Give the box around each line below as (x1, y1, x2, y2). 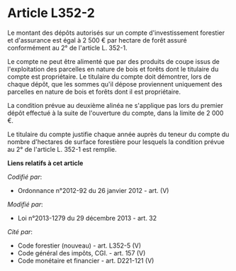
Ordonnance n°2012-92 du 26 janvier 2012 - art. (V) (17, 186, 169, 194)
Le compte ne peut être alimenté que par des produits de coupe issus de (7, 57, 220, 65)
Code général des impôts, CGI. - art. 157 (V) (17, 248, 146, 257)
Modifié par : (7, 200, 44, 209)
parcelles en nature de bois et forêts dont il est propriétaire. (7, 87, 181, 96)
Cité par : (7, 227, 33, 236)
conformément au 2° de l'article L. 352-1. (7, 43, 128, 52)
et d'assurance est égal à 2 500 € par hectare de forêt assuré (7, 35, 187, 44)
